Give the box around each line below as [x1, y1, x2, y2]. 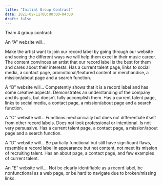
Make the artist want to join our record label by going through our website [5, 49, 153, 54]
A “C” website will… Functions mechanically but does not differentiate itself [5, 115, 156, 121]
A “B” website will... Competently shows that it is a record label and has [5, 84, 149, 90]
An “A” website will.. [5, 39, 45, 45]
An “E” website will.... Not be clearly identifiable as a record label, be [5, 165, 143, 171]
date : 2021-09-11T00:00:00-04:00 [5, 12, 73, 17]
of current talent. [5, 156, 39, 161]
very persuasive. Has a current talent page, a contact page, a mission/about [5, 125, 158, 131]
